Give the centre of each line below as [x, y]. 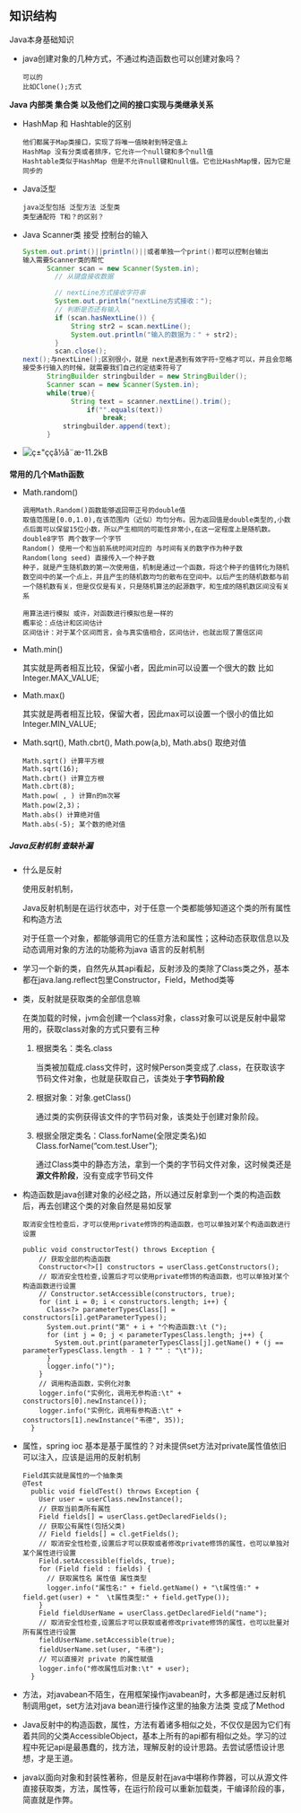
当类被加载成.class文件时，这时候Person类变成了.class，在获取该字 [160, 1067]
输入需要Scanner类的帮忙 [63, 260]
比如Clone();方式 [52, 87]
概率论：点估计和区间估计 [62, 623]
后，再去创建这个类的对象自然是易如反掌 [97, 1206]
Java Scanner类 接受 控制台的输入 [85, 234]
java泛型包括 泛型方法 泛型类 [71, 207]
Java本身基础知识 [42, 39]
